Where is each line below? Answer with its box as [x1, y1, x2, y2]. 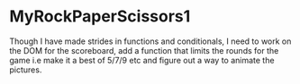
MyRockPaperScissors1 [9, 6, 191, 27]
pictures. [9, 64, 42, 75]
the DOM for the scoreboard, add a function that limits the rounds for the [9, 45, 279, 55]
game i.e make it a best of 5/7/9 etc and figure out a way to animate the [9, 55, 275, 65]
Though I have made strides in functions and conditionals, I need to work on [9, 36, 292, 46]
